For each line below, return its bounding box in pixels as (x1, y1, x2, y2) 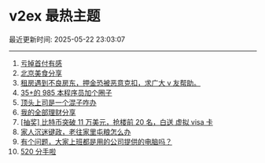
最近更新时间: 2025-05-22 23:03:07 (9, 34, 125, 44)
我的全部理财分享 (20, 107, 76, 117)
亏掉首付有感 (20, 58, 62, 67)
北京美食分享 (20, 68, 62, 78)
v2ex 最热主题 (9, 7, 101, 25)
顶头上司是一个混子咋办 (20, 97, 97, 107)
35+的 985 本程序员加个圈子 (20, 88, 112, 97)
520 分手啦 (20, 147, 57, 156)
